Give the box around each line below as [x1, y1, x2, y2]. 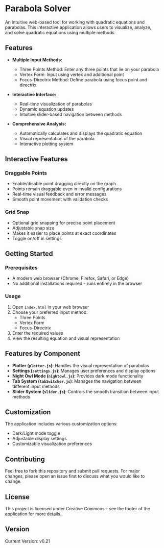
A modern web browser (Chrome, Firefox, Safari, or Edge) [12, 275, 129, 281]
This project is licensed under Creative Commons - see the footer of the [5, 505, 150, 511]
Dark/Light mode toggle [12, 430, 60, 436]
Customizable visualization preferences [12, 441, 92, 447]
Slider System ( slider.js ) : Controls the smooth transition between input [12, 388, 159, 395]
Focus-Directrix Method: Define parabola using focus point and [19, 76, 147, 82]
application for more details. [5, 511, 62, 517]
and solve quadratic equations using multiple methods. [5, 29, 116, 35]
